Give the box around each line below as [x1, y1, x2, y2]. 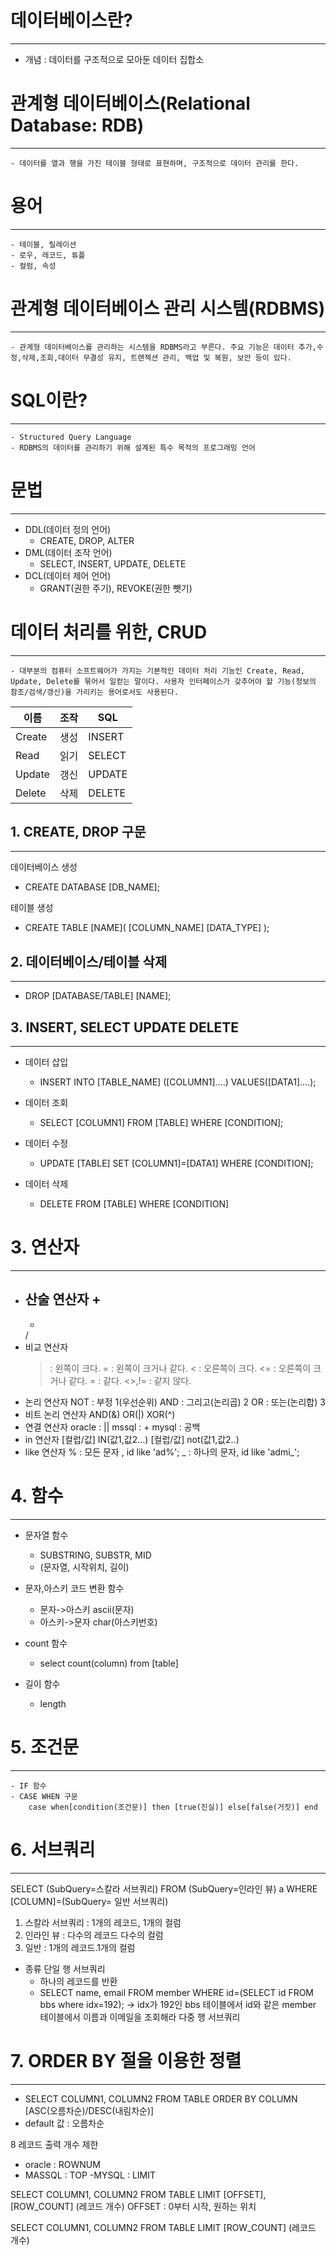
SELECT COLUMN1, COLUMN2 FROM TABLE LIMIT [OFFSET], [10, 2188, 267, 2200]
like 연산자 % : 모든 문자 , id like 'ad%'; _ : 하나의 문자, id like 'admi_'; [24, 1446, 300, 1458]
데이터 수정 [24, 1137, 69, 1149]
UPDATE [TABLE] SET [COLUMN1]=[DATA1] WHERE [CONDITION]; [39, 1157, 314, 1169]
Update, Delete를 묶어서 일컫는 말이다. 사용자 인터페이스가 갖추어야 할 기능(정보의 [10, 676, 317, 686]
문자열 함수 [24, 1529, 69, 1541]
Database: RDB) [10, 114, 145, 137]
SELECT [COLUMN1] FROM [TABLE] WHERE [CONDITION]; [39, 1117, 284, 1128]
